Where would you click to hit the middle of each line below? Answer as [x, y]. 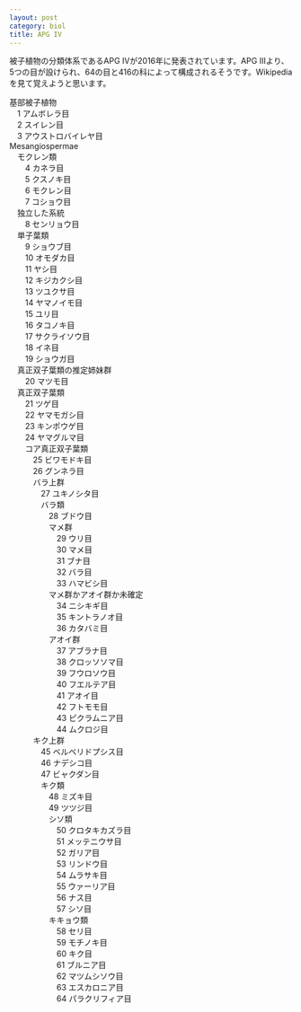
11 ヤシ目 [41, 269]
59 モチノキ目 [82, 943]
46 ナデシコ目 [66, 763]
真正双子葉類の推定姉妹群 [64, 370]
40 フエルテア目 [86, 684]
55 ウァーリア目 [86, 886]
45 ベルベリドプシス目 [82, 752]
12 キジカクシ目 [54, 280]
